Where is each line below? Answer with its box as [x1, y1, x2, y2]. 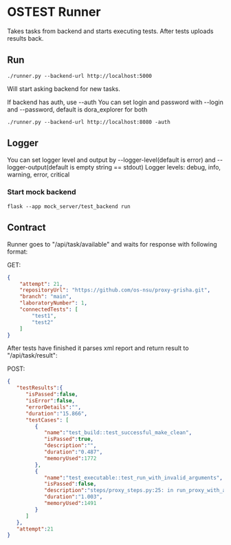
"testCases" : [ [25, 416, 69, 424]
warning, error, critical [7, 170, 70, 178]
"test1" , [32, 312, 57, 319]
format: [7, 247, 28, 256]
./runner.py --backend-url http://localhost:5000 [7, 72, 153, 79]
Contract [7, 222, 46, 234]
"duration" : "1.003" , [43, 493, 103, 500]
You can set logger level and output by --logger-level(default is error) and [7, 156, 216, 164]
